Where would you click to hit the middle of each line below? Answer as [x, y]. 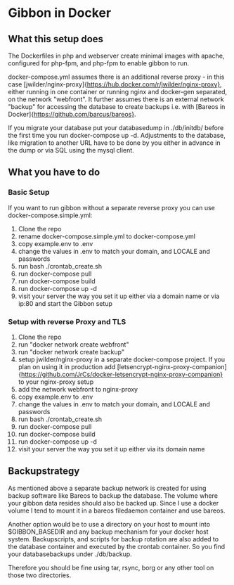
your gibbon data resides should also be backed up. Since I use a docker [113, 503]
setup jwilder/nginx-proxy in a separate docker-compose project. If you [122, 359]
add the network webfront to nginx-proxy [78, 389]
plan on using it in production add [67, 366]
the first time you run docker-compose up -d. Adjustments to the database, [117, 135]
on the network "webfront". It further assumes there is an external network [116, 99]
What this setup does [56, 39]
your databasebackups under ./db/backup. [70, 554]
